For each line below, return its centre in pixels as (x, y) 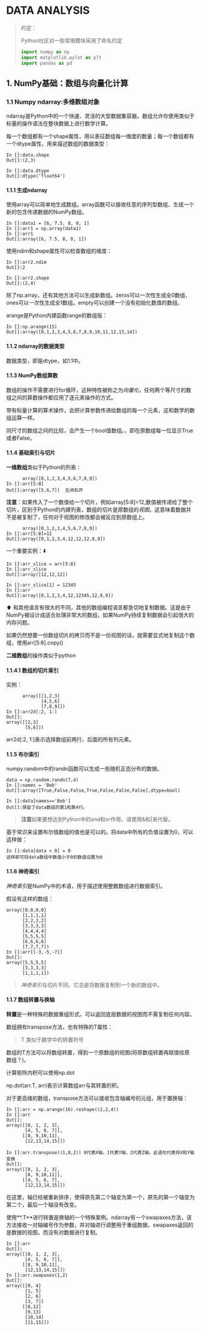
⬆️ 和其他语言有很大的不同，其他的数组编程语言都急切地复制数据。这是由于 (99, 608)
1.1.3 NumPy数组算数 (32, 375)
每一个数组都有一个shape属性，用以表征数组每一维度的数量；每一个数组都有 (100, 136)
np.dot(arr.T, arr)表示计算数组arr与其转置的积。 (64, 1085)
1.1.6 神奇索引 (23, 872)
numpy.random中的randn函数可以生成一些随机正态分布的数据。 (84, 769)
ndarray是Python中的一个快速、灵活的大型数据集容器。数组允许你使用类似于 (100, 116)
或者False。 (21, 438)
